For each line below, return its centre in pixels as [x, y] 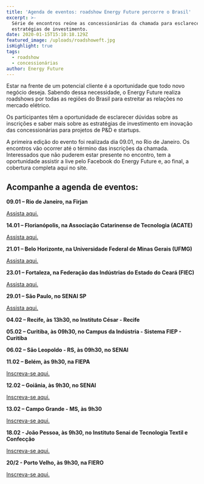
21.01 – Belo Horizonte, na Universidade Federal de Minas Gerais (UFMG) [99, 249]
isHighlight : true [29, 46]
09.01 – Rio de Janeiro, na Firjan [47, 202]
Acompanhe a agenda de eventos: [72, 187]
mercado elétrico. [28, 105]
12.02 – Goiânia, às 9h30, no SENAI [51, 385]
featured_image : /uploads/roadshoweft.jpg [61, 40]
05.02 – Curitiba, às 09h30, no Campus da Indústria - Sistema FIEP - [94, 332]
